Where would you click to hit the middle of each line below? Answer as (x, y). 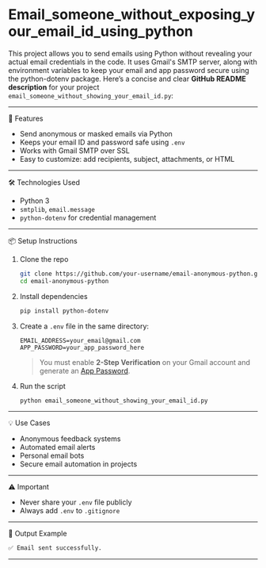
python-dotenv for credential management (88, 217)
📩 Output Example (38, 534)
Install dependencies (54, 296)
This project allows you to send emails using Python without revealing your (130, 53)
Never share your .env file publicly (76, 502)
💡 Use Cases (29, 423)
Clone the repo (44, 259)
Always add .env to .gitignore (70, 511)
